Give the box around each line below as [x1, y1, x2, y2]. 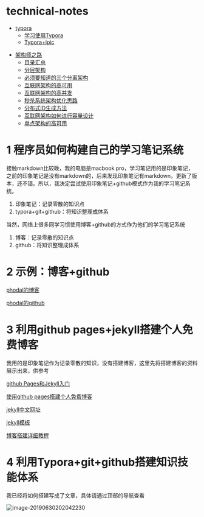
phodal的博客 [6, 286, 40, 294]
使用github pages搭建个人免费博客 [6, 393, 93, 400]
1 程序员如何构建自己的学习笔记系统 [6, 143, 184, 157]
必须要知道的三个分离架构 [24, 74, 89, 81]
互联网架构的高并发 [24, 89, 73, 96]
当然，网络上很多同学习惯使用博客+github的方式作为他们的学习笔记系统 [6, 220, 185, 228]
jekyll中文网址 [6, 406, 41, 413]
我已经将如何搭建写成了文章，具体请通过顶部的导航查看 [6, 491, 144, 499]
